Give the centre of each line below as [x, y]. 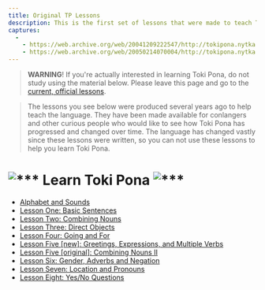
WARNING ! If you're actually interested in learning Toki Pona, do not [138, 74]
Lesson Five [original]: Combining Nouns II [88, 252]
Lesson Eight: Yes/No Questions [72, 277]
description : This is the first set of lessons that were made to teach [130, 23]
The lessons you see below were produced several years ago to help [139, 106]
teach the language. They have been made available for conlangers [137, 115]
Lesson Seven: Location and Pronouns [82, 269]
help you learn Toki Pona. [69, 148]
